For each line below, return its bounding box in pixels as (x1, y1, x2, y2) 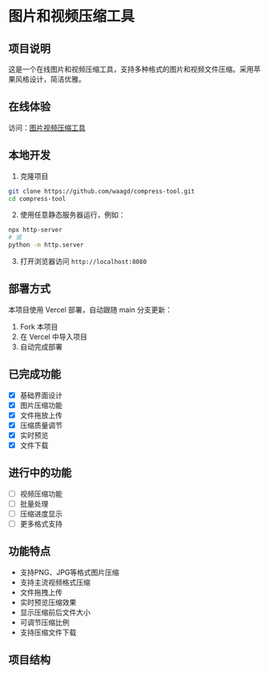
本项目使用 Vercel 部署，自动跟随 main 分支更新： (8, 305, 173, 314)
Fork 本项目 (19, 322, 58, 331)
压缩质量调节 (19, 420, 62, 430)
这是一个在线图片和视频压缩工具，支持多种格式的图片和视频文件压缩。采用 (8, 65, 254, 74)
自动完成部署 (19, 342, 62, 351)
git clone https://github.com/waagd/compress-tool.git (8, 187, 195, 195)
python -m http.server (8, 241, 84, 249)
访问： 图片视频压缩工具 (8, 122, 86, 132)
